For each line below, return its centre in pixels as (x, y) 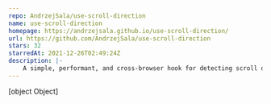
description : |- (35, 61)
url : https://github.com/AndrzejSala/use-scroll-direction (110, 38)
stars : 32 (25, 46)
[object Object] (33, 91)
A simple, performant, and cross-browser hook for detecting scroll (140, 69)
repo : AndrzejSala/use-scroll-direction (77, 16)
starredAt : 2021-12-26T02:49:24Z (65, 53)
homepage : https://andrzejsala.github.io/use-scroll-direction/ (119, 31)
